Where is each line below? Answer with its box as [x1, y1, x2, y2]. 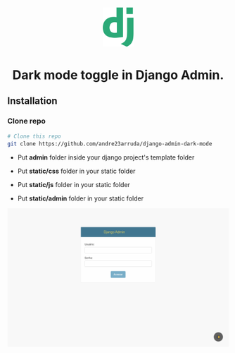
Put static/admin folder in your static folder [17, 194, 144, 203]
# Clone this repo [7, 133, 61, 140]
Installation [7, 95, 58, 107]
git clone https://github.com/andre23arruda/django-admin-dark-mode [7, 140, 212, 148]
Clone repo [7, 116, 46, 126]
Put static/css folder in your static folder [17, 167, 136, 175]
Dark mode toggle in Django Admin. [12, 67, 224, 83]
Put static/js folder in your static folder [17, 180, 130, 189]
